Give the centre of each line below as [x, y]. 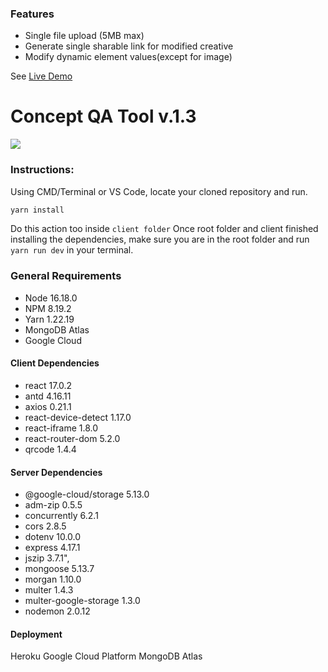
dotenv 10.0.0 [53, 537]
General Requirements [66, 276]
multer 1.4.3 [49, 590]
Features [32, 14]
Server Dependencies [56, 472]
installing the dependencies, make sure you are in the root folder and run [160, 239]
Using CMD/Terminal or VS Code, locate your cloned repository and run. [159, 191]
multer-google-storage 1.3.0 [82, 601]
